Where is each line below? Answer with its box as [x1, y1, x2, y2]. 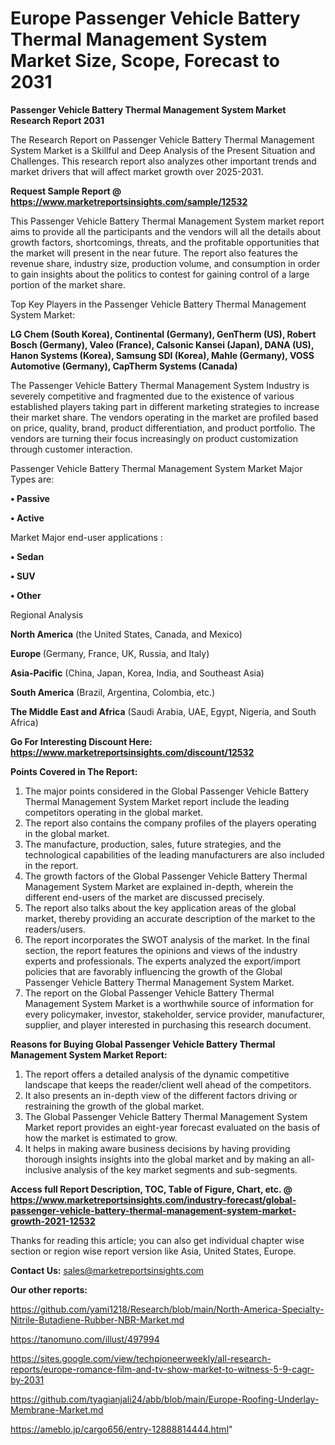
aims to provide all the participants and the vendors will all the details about [10, 225, 322, 237]
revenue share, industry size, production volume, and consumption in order [10, 257, 321, 269]
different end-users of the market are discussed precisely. [24, 891, 265, 903]
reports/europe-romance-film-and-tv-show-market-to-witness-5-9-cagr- [10, 1363, 315, 1375]
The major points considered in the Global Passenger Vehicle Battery [24, 785, 310, 797]
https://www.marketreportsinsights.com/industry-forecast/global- [10, 1193, 297, 1206]
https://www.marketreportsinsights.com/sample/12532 [10, 195, 248, 207]
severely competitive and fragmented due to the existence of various [10, 390, 295, 402]
